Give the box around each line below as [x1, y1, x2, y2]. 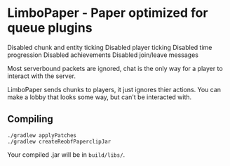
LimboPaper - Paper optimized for [7, 5, 208, 21]
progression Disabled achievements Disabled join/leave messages [7, 51, 198, 59]
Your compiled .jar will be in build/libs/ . [7, 150, 126, 159]
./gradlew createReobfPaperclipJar [7, 138, 111, 145]
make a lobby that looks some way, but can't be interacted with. [7, 93, 192, 101]
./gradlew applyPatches [7, 132, 77, 139]
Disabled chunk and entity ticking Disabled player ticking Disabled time [7, 43, 212, 51]
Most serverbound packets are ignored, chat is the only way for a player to [7, 64, 223, 72]
